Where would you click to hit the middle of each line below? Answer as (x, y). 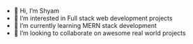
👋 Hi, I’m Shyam (36, 11)
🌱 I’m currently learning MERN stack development (85, 25)
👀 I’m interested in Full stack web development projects (93, 18)
